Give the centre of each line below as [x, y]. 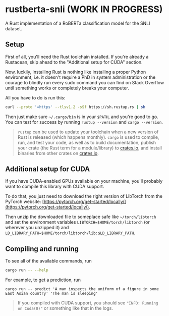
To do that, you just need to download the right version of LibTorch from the [84, 196]
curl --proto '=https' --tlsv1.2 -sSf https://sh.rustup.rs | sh [75, 107]
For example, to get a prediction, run [43, 280]
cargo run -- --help [27, 270]
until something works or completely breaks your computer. [67, 88]
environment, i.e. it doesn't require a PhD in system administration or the [80, 77]
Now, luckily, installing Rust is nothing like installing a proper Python [76, 72]
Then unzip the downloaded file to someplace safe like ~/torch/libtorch [81, 217]
